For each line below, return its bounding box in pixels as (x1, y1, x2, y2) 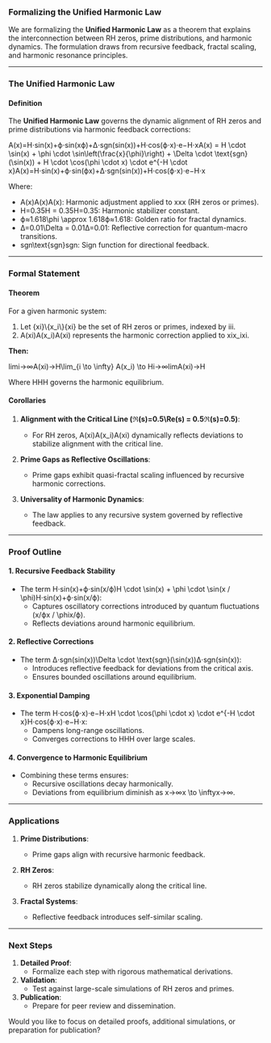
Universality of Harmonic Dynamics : (19, 494, 144, 504)
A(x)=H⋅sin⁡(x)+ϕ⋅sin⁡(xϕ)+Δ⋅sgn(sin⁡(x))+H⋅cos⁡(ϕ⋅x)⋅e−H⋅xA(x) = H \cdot (8, 140, 246, 150)
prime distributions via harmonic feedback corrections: (8, 124, 191, 135)
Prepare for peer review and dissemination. (31, 1001, 176, 1011)
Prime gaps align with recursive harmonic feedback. (31, 849, 206, 859)
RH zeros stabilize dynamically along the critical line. (31, 881, 207, 890)
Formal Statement (8, 268, 81, 279)
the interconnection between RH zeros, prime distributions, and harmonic (8, 33, 252, 43)
